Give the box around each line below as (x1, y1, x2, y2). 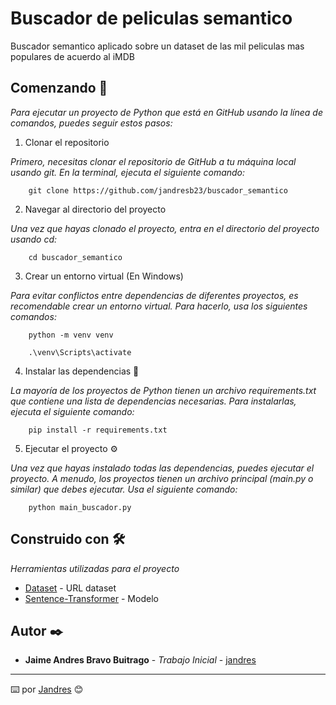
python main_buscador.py (28, 502, 132, 512)
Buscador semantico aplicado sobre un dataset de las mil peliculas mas (10, 40, 305, 52)
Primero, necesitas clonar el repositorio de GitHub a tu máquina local (10, 155, 297, 167)
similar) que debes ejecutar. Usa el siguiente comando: (10, 483, 238, 495)
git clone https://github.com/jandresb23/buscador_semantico (28, 185, 288, 196)
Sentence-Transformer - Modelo (24, 592, 159, 604)
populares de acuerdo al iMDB (10, 50, 136, 62)
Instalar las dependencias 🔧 (24, 365, 140, 377)
